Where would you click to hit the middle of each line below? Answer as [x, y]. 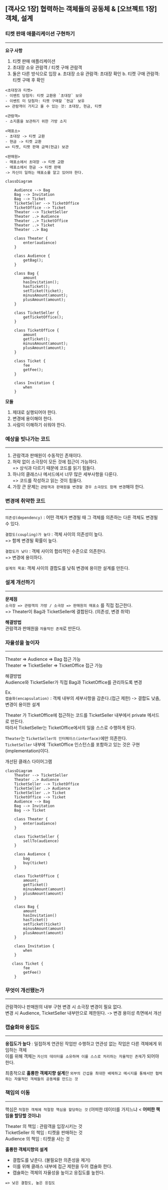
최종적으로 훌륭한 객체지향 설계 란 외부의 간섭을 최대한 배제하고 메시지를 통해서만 [79, 1073]
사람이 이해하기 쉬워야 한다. [39, 425]
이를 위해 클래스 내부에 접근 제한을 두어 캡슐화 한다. [62, 1166]
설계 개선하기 [20, 582]
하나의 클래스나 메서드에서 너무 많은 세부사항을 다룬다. [65, 474]
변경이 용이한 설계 [22, 704]
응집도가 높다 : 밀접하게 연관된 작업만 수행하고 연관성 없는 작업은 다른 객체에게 [81, 1044]
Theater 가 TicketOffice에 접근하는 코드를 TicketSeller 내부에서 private [76, 715]
